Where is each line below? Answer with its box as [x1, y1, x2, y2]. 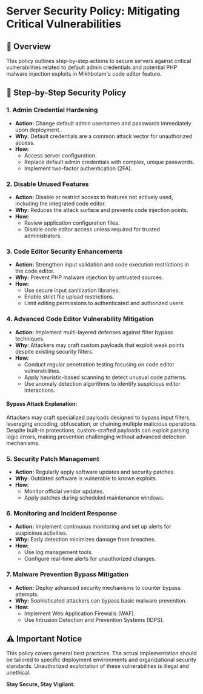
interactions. [24, 386, 56, 394]
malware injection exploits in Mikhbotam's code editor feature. [6, 70, 162, 77]
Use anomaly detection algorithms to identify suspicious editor [24, 380, 181, 387]
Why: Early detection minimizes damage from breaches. [15, 536, 156, 543]
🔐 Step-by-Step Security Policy [6, 88, 127, 98]
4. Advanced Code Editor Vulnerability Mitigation [6, 315, 154, 323]
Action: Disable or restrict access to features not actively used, [15, 193, 174, 200]
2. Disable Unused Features [6, 180, 89, 188]
